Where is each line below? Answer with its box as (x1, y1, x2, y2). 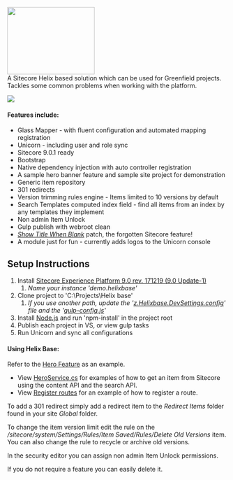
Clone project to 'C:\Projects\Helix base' (17, 291, 133, 300)
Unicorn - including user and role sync (17, 141, 128, 150)
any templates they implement (17, 208, 105, 216)
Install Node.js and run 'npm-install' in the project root (17, 313, 173, 322)
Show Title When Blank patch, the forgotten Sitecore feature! (17, 230, 193, 239)
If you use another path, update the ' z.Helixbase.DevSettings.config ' (27, 299, 226, 307)
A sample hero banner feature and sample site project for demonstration (17, 171, 225, 179)
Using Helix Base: (7, 344, 59, 353)
